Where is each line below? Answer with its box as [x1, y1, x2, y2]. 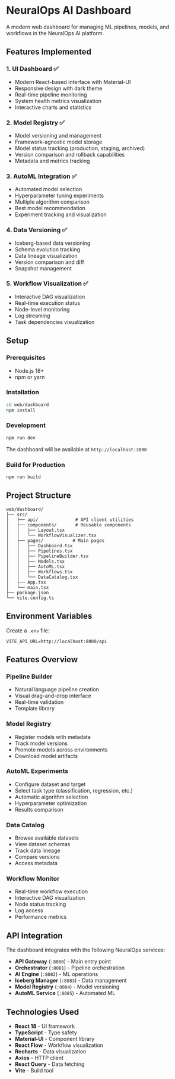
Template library [14, 705, 55, 712]
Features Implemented [6, 47, 92, 57]
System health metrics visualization [14, 97, 102, 104]
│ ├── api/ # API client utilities [6, 516, 134, 523]
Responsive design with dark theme [14, 85, 103, 92]
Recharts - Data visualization [14, 1048, 87, 1055]
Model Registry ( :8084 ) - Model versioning [14, 983, 120, 990]
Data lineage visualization [14, 252, 78, 259]
